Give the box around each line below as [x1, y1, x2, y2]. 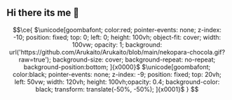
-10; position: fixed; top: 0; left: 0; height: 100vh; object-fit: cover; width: [13, 33, 221, 41]
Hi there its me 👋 [6, 7, 80, 19]
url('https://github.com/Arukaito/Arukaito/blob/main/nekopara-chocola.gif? [8, 48, 226, 56]
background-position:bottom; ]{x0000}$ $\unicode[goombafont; [23, 62, 211, 71]
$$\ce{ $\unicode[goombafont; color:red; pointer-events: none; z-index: [12, 25, 222, 34]
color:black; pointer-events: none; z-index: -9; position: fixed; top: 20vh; [12, 70, 221, 78]
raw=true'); [18, 55, 52, 64]
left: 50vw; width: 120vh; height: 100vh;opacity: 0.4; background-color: [14, 78, 220, 86]
